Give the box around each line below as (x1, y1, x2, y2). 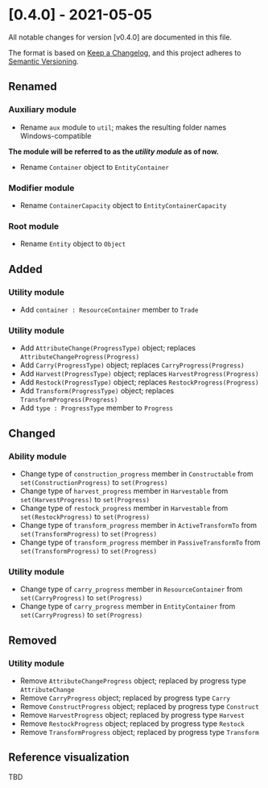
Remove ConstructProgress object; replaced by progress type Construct (19, 701, 259, 711)
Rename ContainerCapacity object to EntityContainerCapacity (19, 200, 227, 210)
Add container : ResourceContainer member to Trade (19, 305, 199, 314)
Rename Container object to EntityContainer (19, 162, 169, 172)
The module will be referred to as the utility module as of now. (8, 147, 219, 156)
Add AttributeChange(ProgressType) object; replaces (19, 343, 196, 353)
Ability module (8, 450, 67, 462)
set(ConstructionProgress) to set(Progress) (19, 477, 168, 487)
